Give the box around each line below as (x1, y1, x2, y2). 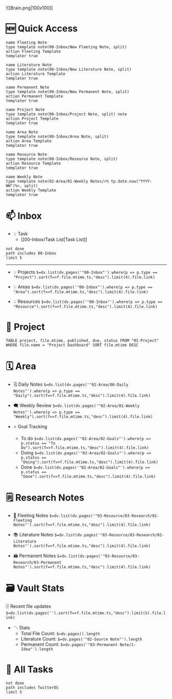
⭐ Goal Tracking (13, 423, 47, 429)
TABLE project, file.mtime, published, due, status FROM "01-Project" (6, 338, 159, 343)
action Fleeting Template (6, 49, 61, 54)
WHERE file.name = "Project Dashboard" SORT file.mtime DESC (6, 342, 139, 347)
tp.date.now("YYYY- (111, 179, 153, 184)
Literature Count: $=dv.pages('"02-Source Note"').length (20, 636, 142, 642)
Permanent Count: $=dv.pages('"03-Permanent (20, 641, 118, 647)
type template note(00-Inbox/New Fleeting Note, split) (6, 44, 127, 50)
